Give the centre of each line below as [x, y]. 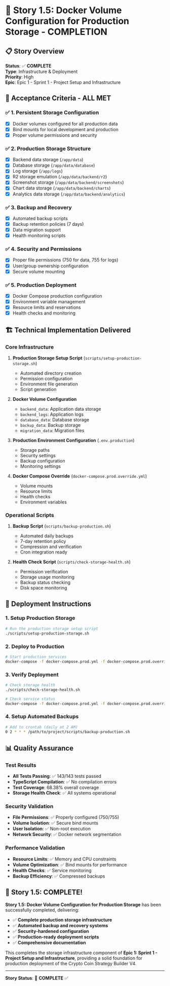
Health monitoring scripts [39, 235]
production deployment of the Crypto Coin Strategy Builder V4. [71, 963]
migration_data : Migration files [52, 430]
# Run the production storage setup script [52, 628]
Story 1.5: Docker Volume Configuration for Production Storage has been [83, 904]
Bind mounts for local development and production [66, 129]
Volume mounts [36, 486]
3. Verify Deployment [32, 675]
